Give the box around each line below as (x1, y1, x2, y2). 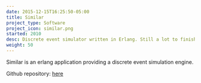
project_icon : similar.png (6, 25, 74, 32)
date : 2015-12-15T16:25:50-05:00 (6, 8, 90, 15)
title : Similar (6, 14, 44, 20)
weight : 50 (6, 42, 33, 48)
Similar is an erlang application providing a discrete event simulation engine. (6, 58, 194, 66)
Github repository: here (6, 70, 64, 77)
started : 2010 (6, 31, 42, 37)
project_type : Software (6, 20, 66, 26)
